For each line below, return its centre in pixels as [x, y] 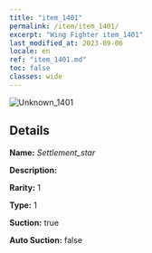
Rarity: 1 [25, 187]
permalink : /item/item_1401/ [64, 26]
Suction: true [34, 222]
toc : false [30, 69]
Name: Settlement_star [52, 152]
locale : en [30, 52]
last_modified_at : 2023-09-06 [66, 43]
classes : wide [36, 77]
